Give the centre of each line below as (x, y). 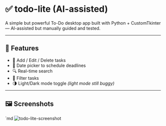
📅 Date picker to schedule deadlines (49, 65)
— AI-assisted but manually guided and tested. (53, 28)
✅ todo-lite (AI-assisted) (57, 9)
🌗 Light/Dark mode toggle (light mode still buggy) (63, 83)
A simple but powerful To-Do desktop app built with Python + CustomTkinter (83, 23)
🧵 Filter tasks (25, 78)
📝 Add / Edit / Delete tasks (39, 60)
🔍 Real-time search (32, 71)
